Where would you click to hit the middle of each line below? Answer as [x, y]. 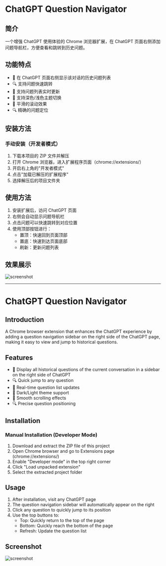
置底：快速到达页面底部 [43, 241]
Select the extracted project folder [47, 472]
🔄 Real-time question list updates [46, 387]
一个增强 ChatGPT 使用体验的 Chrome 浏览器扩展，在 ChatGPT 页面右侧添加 [83, 41]
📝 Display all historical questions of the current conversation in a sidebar [86, 369]
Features [19, 357]
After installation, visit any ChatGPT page [54, 499]
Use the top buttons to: [36, 515]
